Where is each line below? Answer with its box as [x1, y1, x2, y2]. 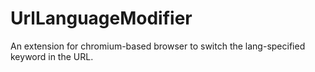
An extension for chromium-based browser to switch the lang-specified [10, 40, 306, 52]
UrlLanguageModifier [10, 7, 193, 30]
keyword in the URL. [10, 50, 94, 62]
